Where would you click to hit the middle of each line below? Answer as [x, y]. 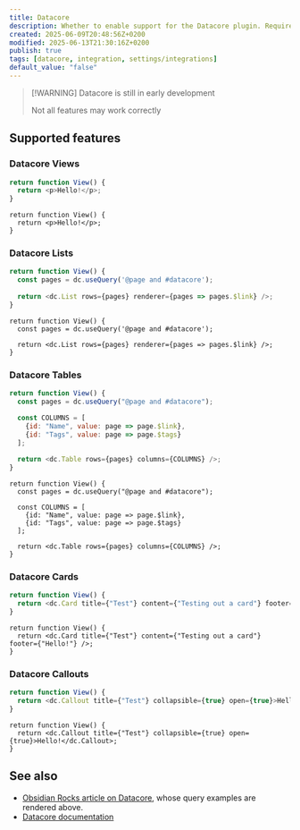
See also [33, 776]
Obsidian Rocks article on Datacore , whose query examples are [139, 798]
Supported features [65, 138]
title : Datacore [39, 17]
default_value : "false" [54, 68]
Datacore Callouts [49, 673]
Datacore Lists [42, 253]
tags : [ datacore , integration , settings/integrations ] [113, 59]
